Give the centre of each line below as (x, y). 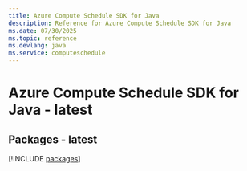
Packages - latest (53, 139)
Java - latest (51, 110)
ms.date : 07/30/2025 (43, 31)
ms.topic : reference (43, 38)
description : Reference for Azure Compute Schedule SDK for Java (119, 23)
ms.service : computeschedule (57, 53)
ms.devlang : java (37, 46)
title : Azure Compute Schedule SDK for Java (84, 16)
